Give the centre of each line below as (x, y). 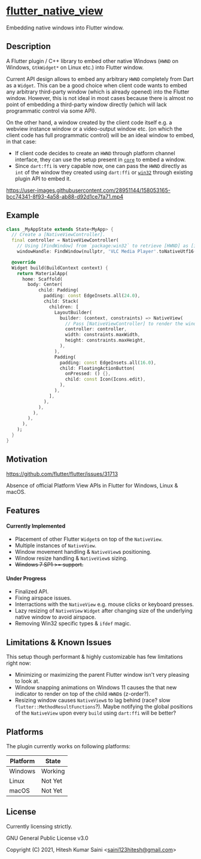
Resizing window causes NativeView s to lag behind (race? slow (92, 700)
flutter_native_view (55, 11)
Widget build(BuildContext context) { (60, 268)
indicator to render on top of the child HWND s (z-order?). (83, 694)
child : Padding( (58, 290)
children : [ (64, 307)
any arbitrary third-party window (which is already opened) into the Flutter (98, 92)
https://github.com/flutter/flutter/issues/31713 (62, 474)
